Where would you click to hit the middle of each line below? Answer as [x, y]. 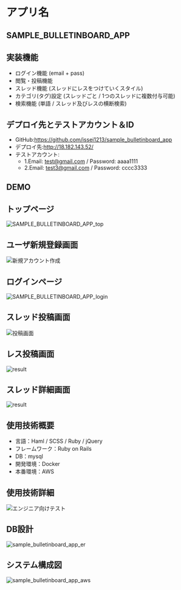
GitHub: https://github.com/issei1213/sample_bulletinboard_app [94, 140]
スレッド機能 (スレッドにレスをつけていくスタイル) [79, 88]
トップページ [30, 209]
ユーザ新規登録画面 [42, 245]
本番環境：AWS [35, 471]
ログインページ [34, 281]
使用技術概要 [30, 425]
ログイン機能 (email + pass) [50, 73]
